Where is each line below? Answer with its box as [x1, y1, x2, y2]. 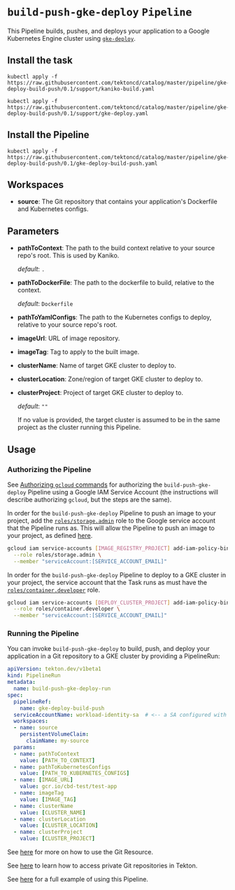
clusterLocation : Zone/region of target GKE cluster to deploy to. [17, 375, 203, 384]
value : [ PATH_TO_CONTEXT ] [20, 757, 96, 764]
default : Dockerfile [17, 299, 73, 308]
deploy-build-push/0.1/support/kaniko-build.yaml [7, 85, 155, 93]
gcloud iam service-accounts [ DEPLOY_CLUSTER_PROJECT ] [7, 599, 171, 606]
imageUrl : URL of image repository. [17, 334, 120, 343]
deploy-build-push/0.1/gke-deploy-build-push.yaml [7, 160, 158, 167]
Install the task [7, 55, 73, 67]
